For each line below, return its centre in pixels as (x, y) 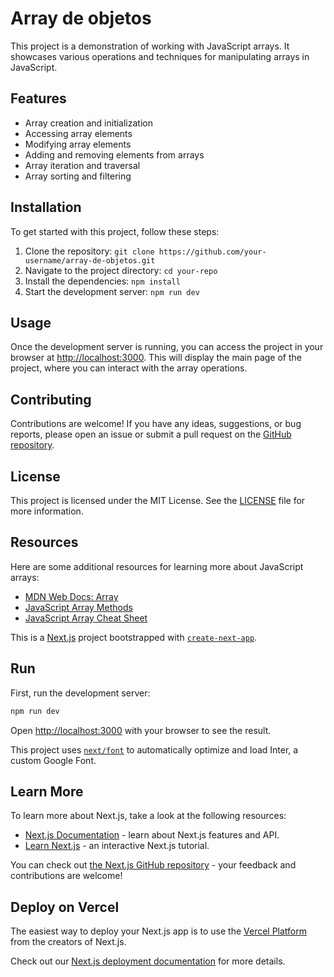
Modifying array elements (78, 144)
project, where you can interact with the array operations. (129, 368)
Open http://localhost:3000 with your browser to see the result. (141, 730)
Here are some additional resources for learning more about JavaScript (157, 566)
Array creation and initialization (88, 123)
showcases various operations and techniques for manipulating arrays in (160, 56)
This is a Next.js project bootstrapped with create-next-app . (134, 637)
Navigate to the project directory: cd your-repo (121, 270)
